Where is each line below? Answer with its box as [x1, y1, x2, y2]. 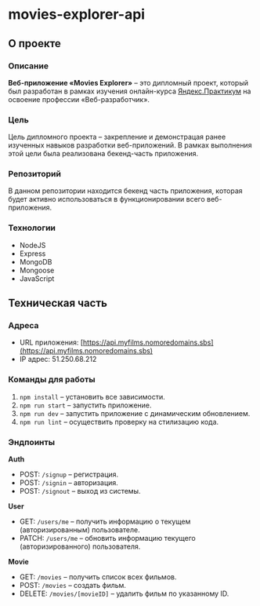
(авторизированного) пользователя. [19, 542, 141, 551]
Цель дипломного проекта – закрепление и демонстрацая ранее [8, 132, 226, 142]
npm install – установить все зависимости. [19, 392, 166, 401]
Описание [8, 60, 49, 71]
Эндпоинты [8, 436, 56, 447]
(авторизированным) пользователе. [19, 525, 141, 535]
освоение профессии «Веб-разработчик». [8, 94, 150, 104]
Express [19, 249, 46, 258]
